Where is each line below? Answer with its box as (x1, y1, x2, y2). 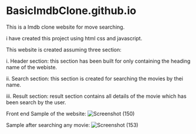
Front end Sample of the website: (6, 110, 87, 117)
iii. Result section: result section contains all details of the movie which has (6, 92, 187, 99)
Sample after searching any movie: (6, 121, 90, 128)
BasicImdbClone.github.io (6, 4, 137, 18)
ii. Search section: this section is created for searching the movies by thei (6, 75, 184, 82)
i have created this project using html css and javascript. (6, 35, 143, 42)
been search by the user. (6, 98, 66, 106)
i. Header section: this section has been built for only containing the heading (6, 57, 191, 64)
